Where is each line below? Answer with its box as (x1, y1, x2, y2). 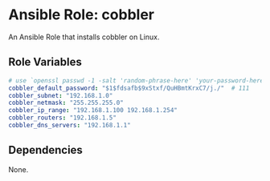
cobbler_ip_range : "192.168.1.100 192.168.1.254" (8, 107, 178, 115)
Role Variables (8, 55, 82, 69)
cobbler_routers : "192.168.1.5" (8, 114, 117, 122)
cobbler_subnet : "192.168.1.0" (8, 91, 113, 99)
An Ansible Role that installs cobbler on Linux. (8, 32, 160, 42)
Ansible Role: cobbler (8, 6, 155, 24)
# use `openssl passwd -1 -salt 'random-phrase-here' (8, 76, 193, 85)
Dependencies (8, 143, 83, 157)
